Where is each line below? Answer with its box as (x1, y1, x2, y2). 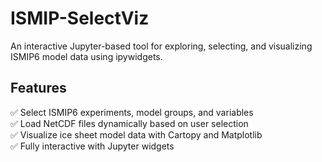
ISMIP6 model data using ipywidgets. (10, 50, 163, 62)
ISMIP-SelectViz (10, 7, 150, 30)
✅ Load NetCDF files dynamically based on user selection (10, 117, 249, 129)
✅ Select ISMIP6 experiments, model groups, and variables (10, 106, 254, 118)
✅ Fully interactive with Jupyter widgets (10, 140, 175, 152)
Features (10, 80, 67, 97)
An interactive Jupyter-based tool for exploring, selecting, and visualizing (10, 40, 313, 52)
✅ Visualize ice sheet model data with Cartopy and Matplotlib (10, 128, 263, 141)
